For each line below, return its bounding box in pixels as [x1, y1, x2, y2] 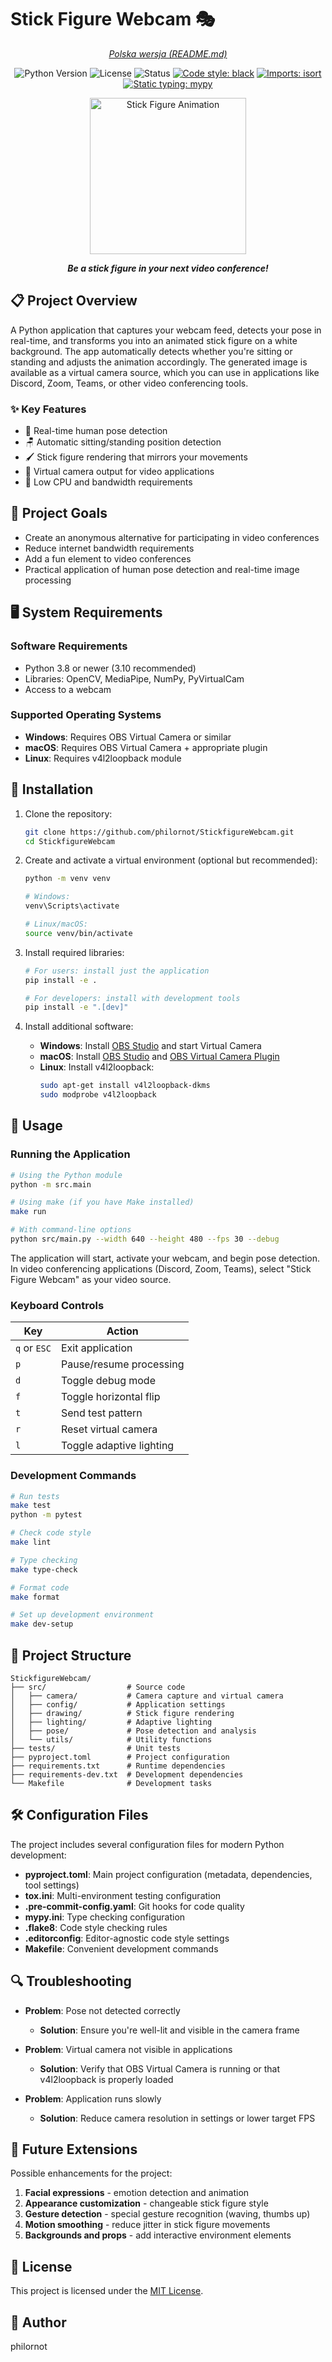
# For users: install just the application [24, 966, 210, 976]
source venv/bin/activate [24, 928, 133, 938]
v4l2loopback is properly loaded [39, 2073, 174, 2085]
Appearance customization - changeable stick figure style [24, 2197, 269, 2210]
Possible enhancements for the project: [10, 2167, 173, 2180]
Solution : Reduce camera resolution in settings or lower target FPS [39, 2112, 316, 2124]
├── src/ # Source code [10, 1682, 186, 1692]
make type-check [10, 1564, 78, 1575]
